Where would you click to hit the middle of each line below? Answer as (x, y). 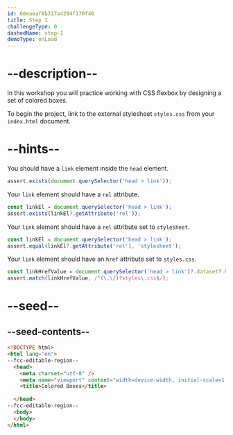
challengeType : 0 (32, 26)
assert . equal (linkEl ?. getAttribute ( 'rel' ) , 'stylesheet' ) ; (94, 246)
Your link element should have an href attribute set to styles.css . (102, 259)
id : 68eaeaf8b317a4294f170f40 (51, 14)
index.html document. (39, 121)
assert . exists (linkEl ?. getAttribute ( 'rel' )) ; (74, 213)
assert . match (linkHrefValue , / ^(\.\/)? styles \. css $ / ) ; (88, 278)
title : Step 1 (28, 20)
